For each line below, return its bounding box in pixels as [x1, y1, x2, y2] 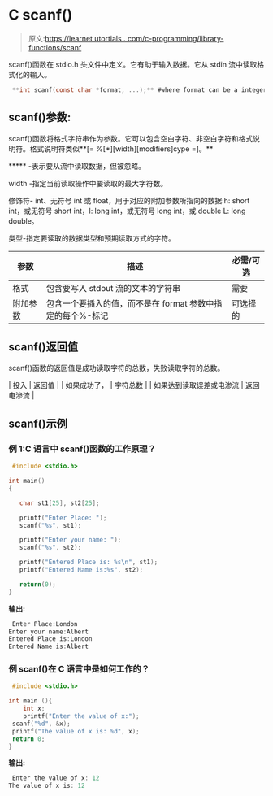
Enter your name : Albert [8, 628, 89, 636]
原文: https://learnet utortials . [28, 33, 126, 43]
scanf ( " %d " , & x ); [11, 720, 71, 728]
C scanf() [8, 6, 73, 24]
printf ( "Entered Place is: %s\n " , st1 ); [19, 559, 158, 567]
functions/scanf [28, 42, 82, 52]
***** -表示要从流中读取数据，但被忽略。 [8, 161, 146, 171]
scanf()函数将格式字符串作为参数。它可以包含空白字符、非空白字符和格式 [8, 133, 253, 143]
